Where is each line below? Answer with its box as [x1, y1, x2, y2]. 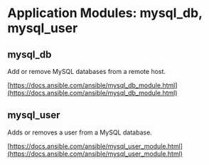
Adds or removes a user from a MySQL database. [7, 128, 153, 137]
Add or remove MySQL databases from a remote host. [7, 68, 166, 75]
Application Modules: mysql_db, [7, 5, 203, 21]
